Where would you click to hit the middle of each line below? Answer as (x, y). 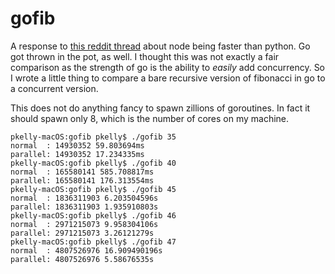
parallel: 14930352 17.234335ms (77, 154)
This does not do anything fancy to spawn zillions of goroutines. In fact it (160, 108)
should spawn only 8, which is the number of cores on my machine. (150, 118)
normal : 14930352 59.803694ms (77, 145)
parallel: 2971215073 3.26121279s (82, 233)
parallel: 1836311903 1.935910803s (84, 207)
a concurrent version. (54, 88)
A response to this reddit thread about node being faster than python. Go (160, 46)
